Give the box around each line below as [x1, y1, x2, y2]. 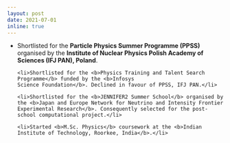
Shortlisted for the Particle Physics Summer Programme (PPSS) [16, 42, 200, 50]
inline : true [7, 23, 45, 30]
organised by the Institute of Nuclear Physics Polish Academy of [16, 49, 204, 57]
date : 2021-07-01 [7, 16, 57, 23]
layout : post [7, 10, 45, 17]
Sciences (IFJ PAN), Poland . [16, 56, 98, 65]
